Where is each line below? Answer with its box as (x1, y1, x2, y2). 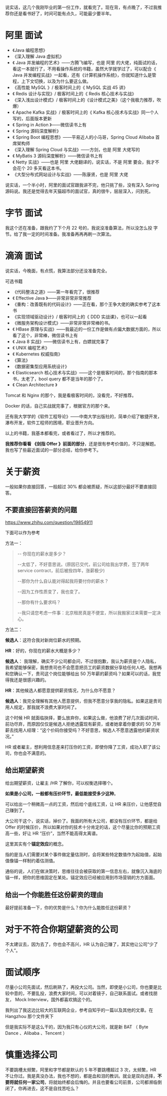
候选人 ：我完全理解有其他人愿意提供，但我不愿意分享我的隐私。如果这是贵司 (5, 698, 162, 704)
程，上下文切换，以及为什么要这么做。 (12, 78, 91, 84)
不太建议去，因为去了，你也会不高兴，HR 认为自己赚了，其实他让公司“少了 (5, 941, 158, 947)
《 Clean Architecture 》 (12, 382, 58, 388)
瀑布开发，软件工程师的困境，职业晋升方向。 (5, 420, 97, 425)
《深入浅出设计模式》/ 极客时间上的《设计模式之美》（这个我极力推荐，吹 (12, 96, 162, 103)
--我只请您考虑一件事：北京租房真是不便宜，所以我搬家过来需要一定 (17, 609, 157, 615)
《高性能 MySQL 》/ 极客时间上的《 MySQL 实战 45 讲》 (12, 84, 128, 90)
